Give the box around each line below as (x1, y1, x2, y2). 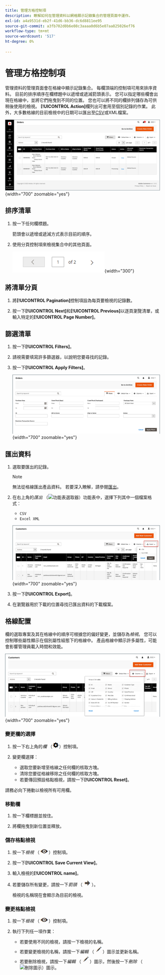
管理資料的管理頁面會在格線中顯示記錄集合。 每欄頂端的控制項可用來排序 (5, 85, 153, 91)
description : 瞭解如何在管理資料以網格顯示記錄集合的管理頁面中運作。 (5, 13, 133, 18)
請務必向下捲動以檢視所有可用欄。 (5, 787, 74, 793)
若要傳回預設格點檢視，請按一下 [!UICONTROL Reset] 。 (19, 777, 132, 783)
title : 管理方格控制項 (5, 8, 47, 13)
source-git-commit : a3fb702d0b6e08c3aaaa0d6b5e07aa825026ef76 (5, 24, 135, 29)
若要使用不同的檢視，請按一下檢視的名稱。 (19, 939, 106, 944)
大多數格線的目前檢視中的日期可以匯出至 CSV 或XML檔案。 (13, 109, 131, 115)
